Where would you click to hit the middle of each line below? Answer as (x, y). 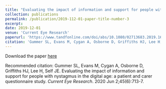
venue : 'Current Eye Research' (37, 33)
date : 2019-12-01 (23, 28)
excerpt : (14, 23)
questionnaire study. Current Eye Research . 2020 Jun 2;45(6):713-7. (75, 81)
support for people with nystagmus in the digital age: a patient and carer (79, 76)
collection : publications (32, 14)
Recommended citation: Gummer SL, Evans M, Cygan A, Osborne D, (75, 65)
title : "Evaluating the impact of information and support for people (79, 10)
